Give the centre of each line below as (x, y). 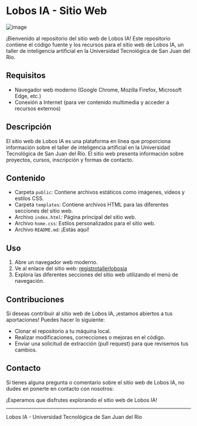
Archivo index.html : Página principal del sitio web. (75, 217)
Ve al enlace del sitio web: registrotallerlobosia (71, 269)
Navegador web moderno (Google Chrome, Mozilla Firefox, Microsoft (98, 90)
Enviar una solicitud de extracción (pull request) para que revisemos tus (101, 344)
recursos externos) (38, 108)
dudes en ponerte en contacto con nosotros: (60, 388)
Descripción (29, 127)
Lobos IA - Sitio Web (57, 11)
